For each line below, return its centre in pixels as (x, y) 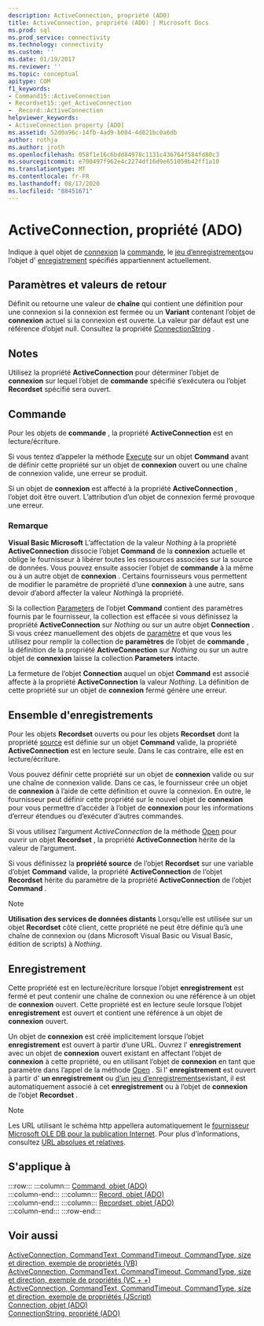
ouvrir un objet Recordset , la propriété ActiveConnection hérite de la (122, 840)
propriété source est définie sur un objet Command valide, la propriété (123, 742)
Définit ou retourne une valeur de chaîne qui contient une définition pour (126, 304)
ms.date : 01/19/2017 (42, 60)
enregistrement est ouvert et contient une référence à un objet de (115, 1013)
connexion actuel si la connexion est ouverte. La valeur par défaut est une (128, 320)
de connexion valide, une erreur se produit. (78, 473)
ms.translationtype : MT (47, 169)
